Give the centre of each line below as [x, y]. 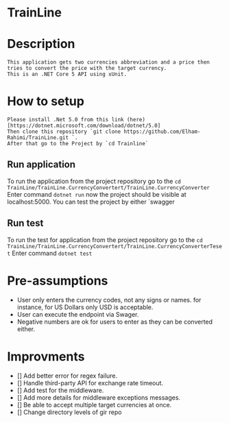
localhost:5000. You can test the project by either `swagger [91, 202]
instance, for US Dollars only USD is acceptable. [85, 307]
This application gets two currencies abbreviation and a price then [109, 62]
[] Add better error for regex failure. [67, 376]
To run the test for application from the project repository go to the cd [105, 240]
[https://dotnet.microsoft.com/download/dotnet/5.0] [84, 126]
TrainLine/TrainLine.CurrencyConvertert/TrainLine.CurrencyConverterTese [115, 246]
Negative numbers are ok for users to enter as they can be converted [115, 322]
